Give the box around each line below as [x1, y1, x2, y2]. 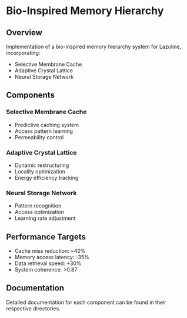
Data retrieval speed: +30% [14, 260, 82, 267]
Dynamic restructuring [14, 162, 69, 169]
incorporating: [6, 49, 41, 56]
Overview [6, 28, 43, 38]
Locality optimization [14, 168, 66, 175]
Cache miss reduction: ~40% [14, 247, 86, 255]
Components [6, 90, 55, 101]
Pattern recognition [14, 202, 62, 209]
